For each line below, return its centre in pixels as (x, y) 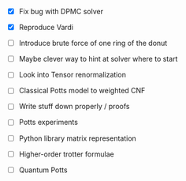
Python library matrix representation (78, 138)
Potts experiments (48, 123)
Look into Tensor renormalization (73, 75)
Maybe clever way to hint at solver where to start (98, 59)
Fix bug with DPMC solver (61, 11)
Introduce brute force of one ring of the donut (93, 43)
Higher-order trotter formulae (67, 154)
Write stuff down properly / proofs (74, 107)
